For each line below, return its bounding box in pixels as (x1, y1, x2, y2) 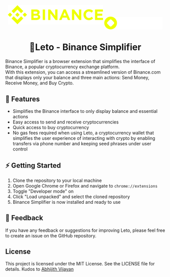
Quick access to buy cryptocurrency (12, 124, 89, 130)
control (12, 146, 28, 152)
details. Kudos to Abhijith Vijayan (5, 266, 74, 272)
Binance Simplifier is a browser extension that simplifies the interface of (5, 58, 156, 65)
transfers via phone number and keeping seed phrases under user (12, 140, 151, 146)
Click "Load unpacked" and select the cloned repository (12, 193, 130, 200)
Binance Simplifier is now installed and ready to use (12, 199, 121, 205)
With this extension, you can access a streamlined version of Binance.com (5, 69, 161, 75)
